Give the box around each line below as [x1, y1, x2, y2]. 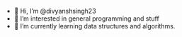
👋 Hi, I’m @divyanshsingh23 [13, 7, 97, 15]
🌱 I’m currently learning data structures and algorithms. [13, 22, 176, 30]
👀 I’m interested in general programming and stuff [13, 14, 159, 23]
